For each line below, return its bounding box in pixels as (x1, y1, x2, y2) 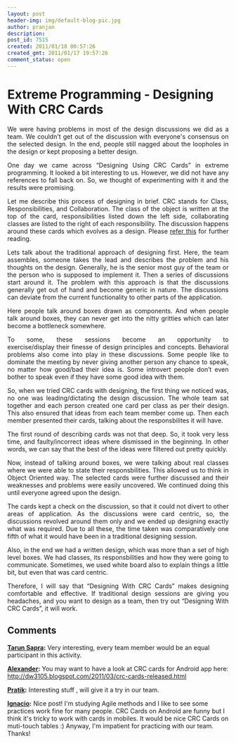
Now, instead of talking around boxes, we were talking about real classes (7, 458, 229, 467)
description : (7, 30, 46, 37)
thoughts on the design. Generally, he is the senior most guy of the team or (7, 263, 229, 271)
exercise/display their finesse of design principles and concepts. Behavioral (7, 342, 229, 351)
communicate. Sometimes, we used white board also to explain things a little (7, 561, 229, 569)
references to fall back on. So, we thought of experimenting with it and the (7, 175, 229, 184)
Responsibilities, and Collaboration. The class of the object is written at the (7, 204, 229, 213)
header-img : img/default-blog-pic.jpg (7, 17, 121, 24)
